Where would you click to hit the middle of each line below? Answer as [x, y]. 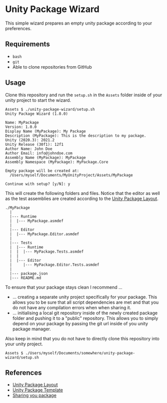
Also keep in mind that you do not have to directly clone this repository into [82, 338]
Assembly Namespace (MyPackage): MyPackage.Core [57, 162]
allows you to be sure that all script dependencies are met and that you [85, 302]
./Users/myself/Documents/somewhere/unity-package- [80, 353]
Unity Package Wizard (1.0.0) [37, 114]
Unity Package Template [38, 390]
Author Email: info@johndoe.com [39, 153]
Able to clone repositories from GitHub [52, 67]
